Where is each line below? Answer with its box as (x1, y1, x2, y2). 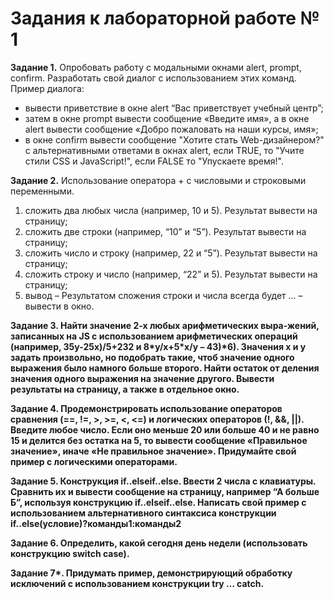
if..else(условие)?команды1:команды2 (10, 517, 182, 529)
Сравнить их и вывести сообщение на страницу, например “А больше (10, 485, 320, 497)
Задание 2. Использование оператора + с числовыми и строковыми (10, 174, 307, 186)
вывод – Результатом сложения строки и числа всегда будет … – (24, 289, 303, 301)
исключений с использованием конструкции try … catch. (10, 577, 265, 589)
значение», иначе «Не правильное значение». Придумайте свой (10, 445, 297, 457)
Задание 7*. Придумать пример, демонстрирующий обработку (10, 567, 293, 579)
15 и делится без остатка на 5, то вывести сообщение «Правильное (10, 434, 308, 446)
